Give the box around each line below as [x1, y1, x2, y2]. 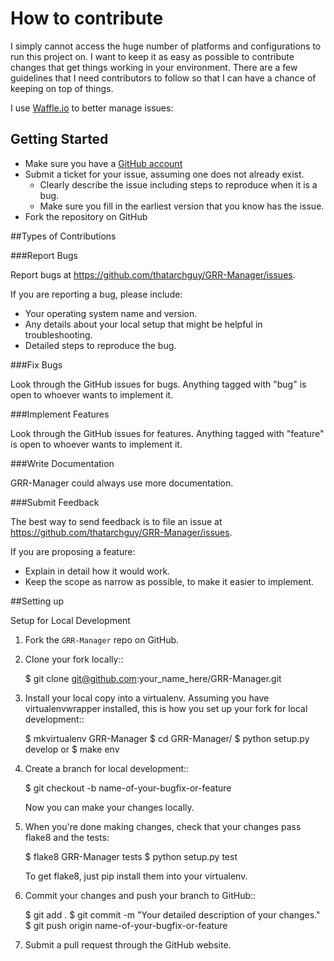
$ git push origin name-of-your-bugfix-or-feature [24, 919, 228, 931]
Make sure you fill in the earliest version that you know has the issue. [39, 200, 325, 212]
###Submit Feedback [10, 496, 100, 508]
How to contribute [10, 7, 164, 30]
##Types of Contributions [10, 230, 117, 242]
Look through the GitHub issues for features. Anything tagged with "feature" [10, 427, 325, 439]
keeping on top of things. [10, 82, 114, 94]
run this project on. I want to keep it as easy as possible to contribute [10, 50, 295, 62]
